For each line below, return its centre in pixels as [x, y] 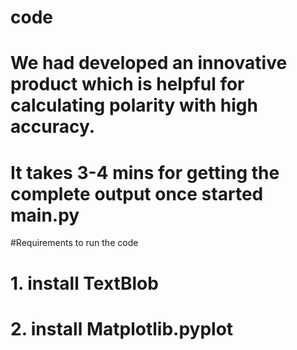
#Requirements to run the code [74, 243]
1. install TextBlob [84, 283]
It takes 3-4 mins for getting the [145, 172]
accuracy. [53, 127]
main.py [45, 215]
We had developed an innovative [149, 63]
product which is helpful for [127, 84]
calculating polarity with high [134, 105]
